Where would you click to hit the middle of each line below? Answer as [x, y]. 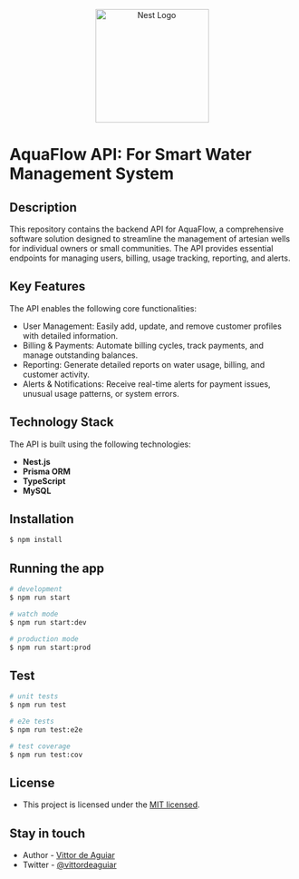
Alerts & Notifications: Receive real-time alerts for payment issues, [146, 384]
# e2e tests [32, 721]
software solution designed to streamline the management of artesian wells [150, 239]
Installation [42, 519]
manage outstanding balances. [80, 355]
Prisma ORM [46, 471]
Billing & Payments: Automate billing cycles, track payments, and [143, 345]
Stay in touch [48, 833]
